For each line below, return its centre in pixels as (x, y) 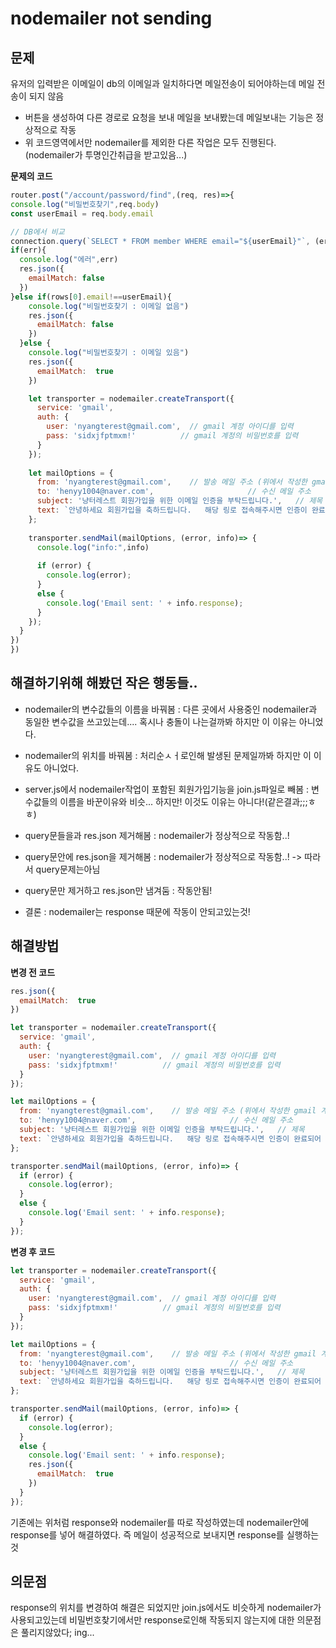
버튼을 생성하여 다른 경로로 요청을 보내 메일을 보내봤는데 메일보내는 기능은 (169, 117)
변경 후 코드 (33, 1251)
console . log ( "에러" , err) (69, 260)
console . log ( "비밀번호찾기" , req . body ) (85, 204)
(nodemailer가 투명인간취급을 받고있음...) (106, 155)
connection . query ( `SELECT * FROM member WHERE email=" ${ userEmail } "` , (160, 241)
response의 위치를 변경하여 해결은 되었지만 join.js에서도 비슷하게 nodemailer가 (166, 1608)
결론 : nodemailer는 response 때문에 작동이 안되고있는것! (137, 911)
